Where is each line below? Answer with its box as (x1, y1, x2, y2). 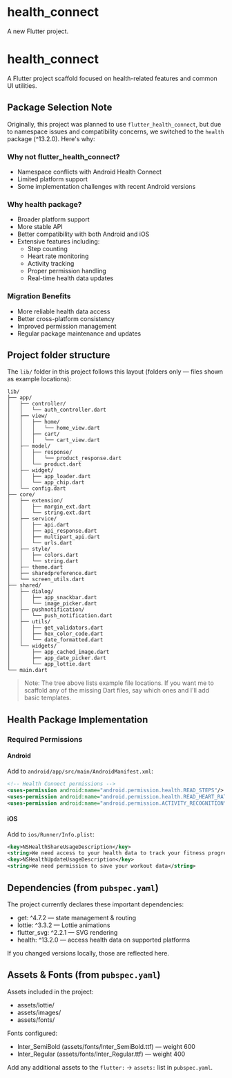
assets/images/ (17, 1008, 61, 1016)
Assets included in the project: (7, 987, 94, 996)
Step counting (27, 245, 68, 253)
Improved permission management (17, 322, 117, 330)
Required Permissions (7, 734, 83, 744)
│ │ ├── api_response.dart (7, 527, 97, 535)
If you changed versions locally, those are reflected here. (7, 949, 169, 957)
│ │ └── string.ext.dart (7, 509, 91, 516)
